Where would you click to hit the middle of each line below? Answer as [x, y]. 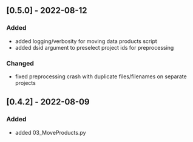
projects [25, 83]
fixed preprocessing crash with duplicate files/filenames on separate [101, 76]
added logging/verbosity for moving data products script [86, 41]
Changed [20, 63]
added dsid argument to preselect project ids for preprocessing [94, 47]
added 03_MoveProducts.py [50, 132]
